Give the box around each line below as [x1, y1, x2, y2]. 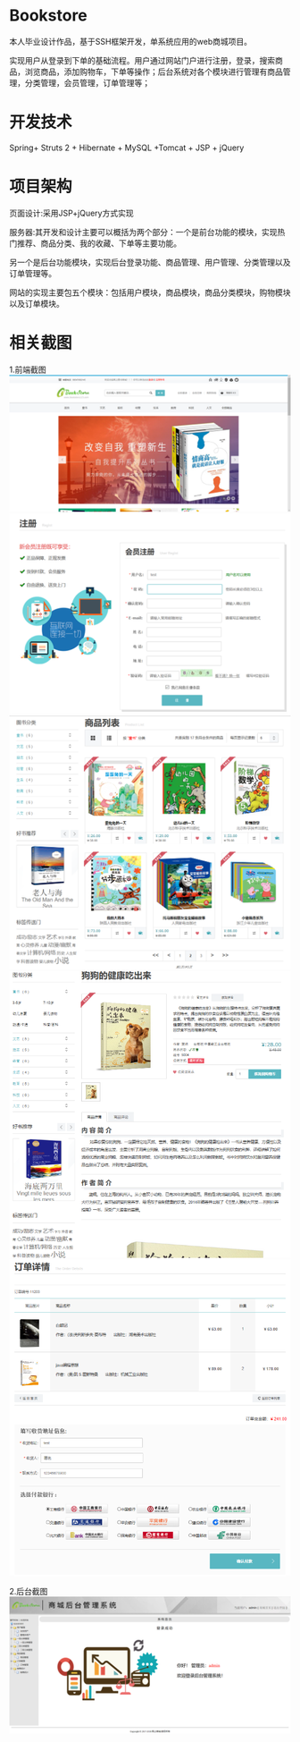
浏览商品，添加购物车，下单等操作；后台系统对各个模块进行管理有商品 [24, 66, 283, 77]
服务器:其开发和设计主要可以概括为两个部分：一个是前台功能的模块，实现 [9, 226, 279, 237]
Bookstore [9, 5, 87, 26]
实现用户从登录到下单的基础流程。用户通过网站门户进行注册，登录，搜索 [9, 55, 275, 65]
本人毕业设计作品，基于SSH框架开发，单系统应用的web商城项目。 [9, 36, 253, 47]
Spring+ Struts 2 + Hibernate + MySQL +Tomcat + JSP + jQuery [9, 142, 245, 153]
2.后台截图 [9, 1586, 48, 1596]
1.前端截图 [9, 364, 46, 375]
